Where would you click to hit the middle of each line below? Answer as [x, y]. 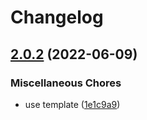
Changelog [57, 17]
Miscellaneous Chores [66, 83]
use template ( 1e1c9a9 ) [72, 104]
